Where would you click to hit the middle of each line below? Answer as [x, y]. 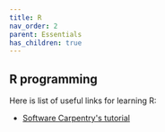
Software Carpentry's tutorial [76, 119]
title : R [26, 18]
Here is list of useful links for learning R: [83, 101]
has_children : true [46, 43]
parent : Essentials [46, 34]
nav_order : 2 [34, 26]
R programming [54, 79]
